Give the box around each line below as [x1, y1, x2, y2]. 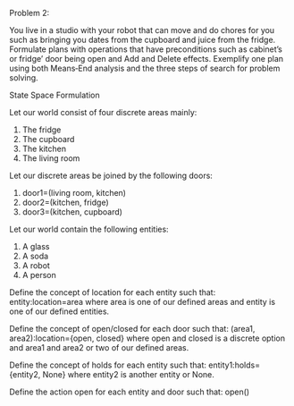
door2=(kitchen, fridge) [21, 197, 109, 207]
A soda [21, 250, 49, 261]
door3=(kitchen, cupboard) [21, 207, 123, 217]
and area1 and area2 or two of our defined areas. [9, 343, 189, 352]
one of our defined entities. [9, 306, 110, 317]
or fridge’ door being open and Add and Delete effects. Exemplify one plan [9, 54, 284, 63]
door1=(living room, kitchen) [21, 188, 127, 198]
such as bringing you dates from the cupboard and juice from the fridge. [9, 35, 276, 45]
